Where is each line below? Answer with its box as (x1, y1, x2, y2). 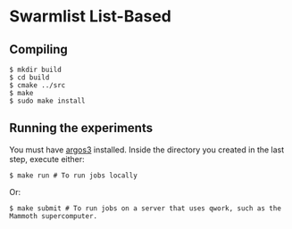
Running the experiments (9, 120, 154, 135)
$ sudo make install (9, 96, 87, 105)
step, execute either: (9, 153, 85, 164)
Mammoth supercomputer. (9, 211, 98, 220)
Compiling (9, 42, 69, 57)
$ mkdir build (9, 65, 63, 74)
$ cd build (9, 73, 50, 82)
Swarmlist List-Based (9, 6, 172, 27)
